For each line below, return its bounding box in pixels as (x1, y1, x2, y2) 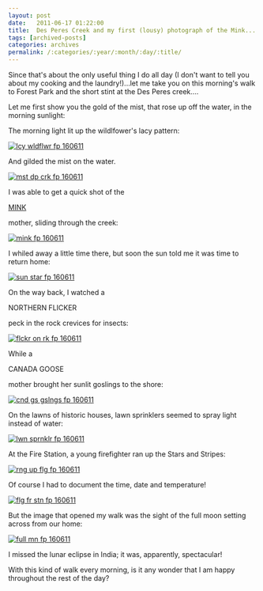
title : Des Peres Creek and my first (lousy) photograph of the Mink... (8, 26, 257, 34)
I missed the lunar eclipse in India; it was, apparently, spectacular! (8, 550, 223, 559)
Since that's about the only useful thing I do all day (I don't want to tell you (8, 70, 250, 79)
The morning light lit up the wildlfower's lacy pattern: (8, 126, 180, 135)
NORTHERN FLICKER (8, 303, 77, 313)
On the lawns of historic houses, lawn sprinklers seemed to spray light (8, 411, 237, 419)
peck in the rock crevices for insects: (8, 318, 129, 328)
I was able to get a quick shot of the (8, 188, 125, 196)
